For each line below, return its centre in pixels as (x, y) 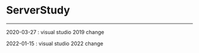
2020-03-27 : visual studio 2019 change (55, 32)
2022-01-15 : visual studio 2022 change (55, 43)
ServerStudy (38, 10)
